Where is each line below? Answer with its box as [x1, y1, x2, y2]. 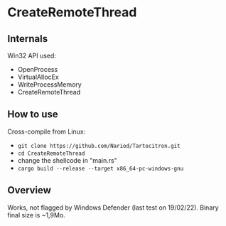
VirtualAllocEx [17, 72, 59, 81]
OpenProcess [17, 65, 58, 73]
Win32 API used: [7, 51, 57, 60]
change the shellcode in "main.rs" [17, 156, 117, 164]
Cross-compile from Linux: [7, 127, 86, 136]
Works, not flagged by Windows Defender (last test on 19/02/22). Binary [7, 203, 219, 212]
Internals [7, 33, 48, 45]
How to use [7, 108, 58, 121]
